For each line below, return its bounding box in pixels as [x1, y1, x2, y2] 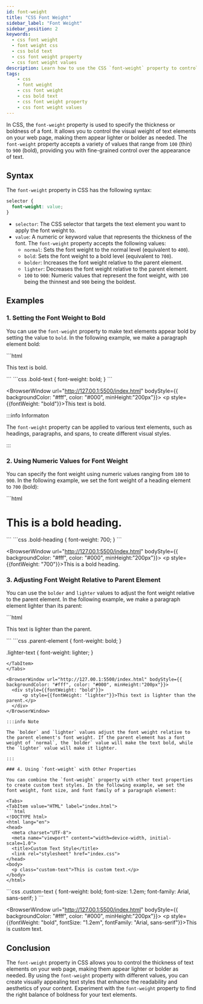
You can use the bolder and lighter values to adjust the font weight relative [6, 590, 195, 597]
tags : [6, 71, 20, 77]
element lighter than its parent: [6, 602, 83, 610]
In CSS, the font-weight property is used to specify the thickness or [6, 121, 175, 128]
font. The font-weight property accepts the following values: [14, 239, 166, 246]
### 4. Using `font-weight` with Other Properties [6, 767, 137, 773]
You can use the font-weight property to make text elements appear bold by [6, 327, 196, 335]
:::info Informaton [6, 411, 50, 419]
